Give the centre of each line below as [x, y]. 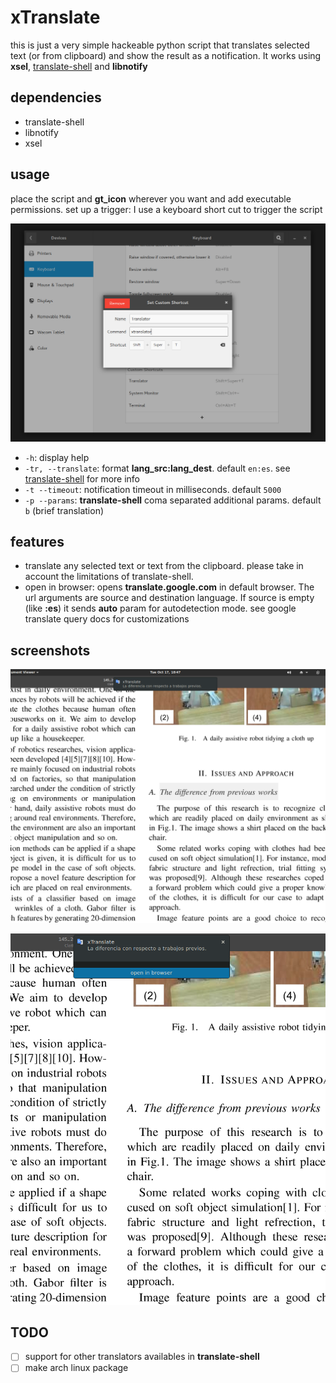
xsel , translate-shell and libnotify [79, 66]
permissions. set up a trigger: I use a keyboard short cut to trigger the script [166, 209]
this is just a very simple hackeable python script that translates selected [160, 45]
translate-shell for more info [82, 478]
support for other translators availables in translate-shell [142, 1357]
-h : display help [57, 457]
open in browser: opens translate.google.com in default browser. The [169, 587]
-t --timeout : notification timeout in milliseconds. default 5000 [153, 489]
